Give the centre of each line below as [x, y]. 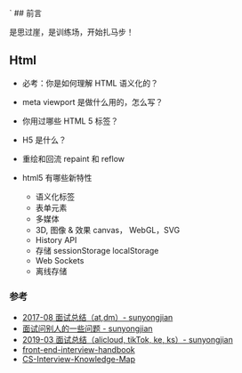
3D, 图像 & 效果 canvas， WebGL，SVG [108, 230]
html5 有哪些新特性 [57, 177]
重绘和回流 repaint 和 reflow [73, 158]
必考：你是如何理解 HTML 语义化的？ [90, 83]
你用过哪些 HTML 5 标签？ [70, 121]
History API [56, 239]
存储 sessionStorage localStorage [97, 250]
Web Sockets [60, 260]
